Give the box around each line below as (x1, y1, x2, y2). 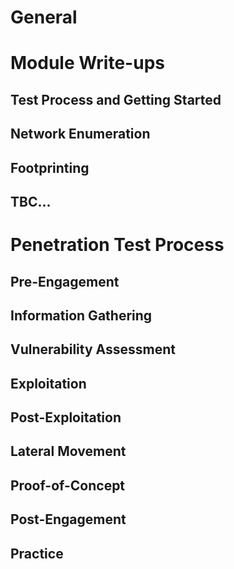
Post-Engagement (10, 511, 127, 528)
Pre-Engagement (10, 273, 120, 290)
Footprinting (10, 159, 90, 176)
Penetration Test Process (10, 234, 225, 256)
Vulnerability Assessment (10, 341, 176, 358)
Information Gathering (10, 307, 153, 324)
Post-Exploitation (10, 409, 122, 426)
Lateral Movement (10, 443, 127, 460)
